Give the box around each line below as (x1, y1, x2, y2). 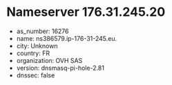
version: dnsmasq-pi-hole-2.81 (16, 64, 105, 72)
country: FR (16, 49, 50, 57)
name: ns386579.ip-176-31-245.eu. (16, 34, 117, 42)
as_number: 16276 (16, 27, 69, 35)
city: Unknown (16, 41, 58, 50)
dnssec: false (16, 70, 55, 79)
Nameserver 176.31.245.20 (6, 4, 166, 20)
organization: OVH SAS (16, 56, 83, 64)
